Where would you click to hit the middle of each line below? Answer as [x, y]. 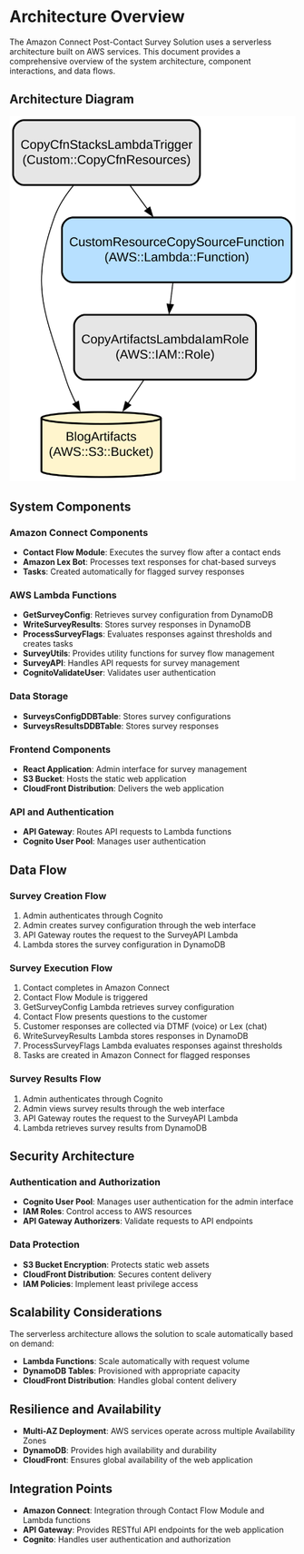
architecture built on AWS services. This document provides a [125, 51]
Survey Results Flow [55, 1079]
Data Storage [39, 697]
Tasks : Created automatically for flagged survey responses [133, 572]
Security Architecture [72, 1156]
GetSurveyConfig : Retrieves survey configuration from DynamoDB [148, 615]
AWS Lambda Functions [64, 595]
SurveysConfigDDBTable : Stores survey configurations [127, 716]
